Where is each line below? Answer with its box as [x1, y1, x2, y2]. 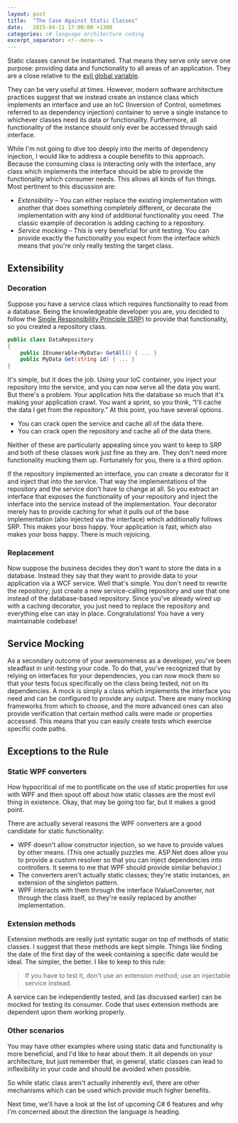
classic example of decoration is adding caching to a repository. [17, 218, 205, 228]
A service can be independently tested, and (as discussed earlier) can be [7, 993, 222, 1001]
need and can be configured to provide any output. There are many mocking [7, 695, 232, 703]
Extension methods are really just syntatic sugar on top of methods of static [7, 935, 229, 944]
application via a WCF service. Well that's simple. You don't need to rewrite [7, 579, 227, 588]
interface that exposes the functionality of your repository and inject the [7, 492, 218, 501]
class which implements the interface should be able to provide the [7, 167, 204, 176]
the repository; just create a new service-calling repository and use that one [7, 586, 230, 595]
